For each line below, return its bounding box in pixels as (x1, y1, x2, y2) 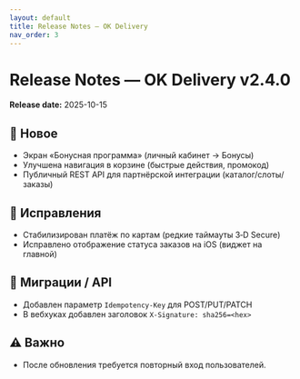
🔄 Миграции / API (9, 274, 112, 291)
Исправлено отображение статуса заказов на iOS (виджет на (22, 238, 263, 250)
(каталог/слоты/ (222, 169, 285, 180)
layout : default (9, 13, 71, 23)
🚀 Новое (9, 125, 58, 141)
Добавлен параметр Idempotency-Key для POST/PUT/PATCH (22, 299, 253, 310)
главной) (22, 248, 57, 259)
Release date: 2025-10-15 (9, 99, 107, 110)
